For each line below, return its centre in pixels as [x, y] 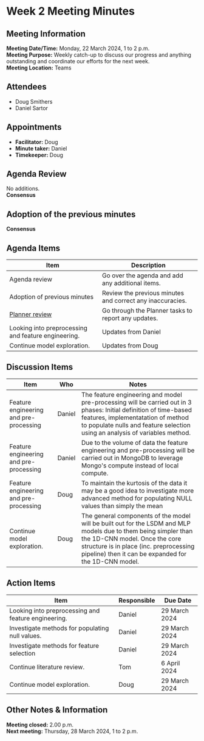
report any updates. [130, 318]
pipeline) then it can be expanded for [134, 554]
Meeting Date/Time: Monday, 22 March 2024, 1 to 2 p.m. [78, 48]
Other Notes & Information [57, 710]
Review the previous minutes [143, 293]
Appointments [34, 127]
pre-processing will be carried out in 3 [137, 402]
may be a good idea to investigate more [138, 491]
